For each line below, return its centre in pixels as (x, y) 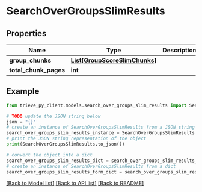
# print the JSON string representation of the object (76, 139)
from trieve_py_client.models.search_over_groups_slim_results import (96, 105)
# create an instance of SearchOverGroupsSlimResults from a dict (91, 166)
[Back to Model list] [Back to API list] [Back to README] (75, 183)
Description (179, 50)
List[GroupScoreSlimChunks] (114, 60)
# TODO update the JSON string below (54, 116)
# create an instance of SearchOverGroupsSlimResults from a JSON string (101, 128)
